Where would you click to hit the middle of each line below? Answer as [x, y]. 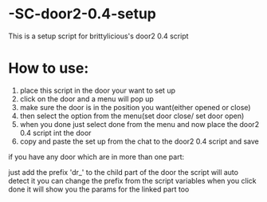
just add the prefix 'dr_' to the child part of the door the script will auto [124, 172]
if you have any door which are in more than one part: [96, 156]
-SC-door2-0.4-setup [82, 14]
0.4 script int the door [55, 133]
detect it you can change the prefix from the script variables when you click [132, 180]
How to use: [49, 68]
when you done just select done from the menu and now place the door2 [139, 124]
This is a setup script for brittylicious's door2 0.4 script [98, 36]
